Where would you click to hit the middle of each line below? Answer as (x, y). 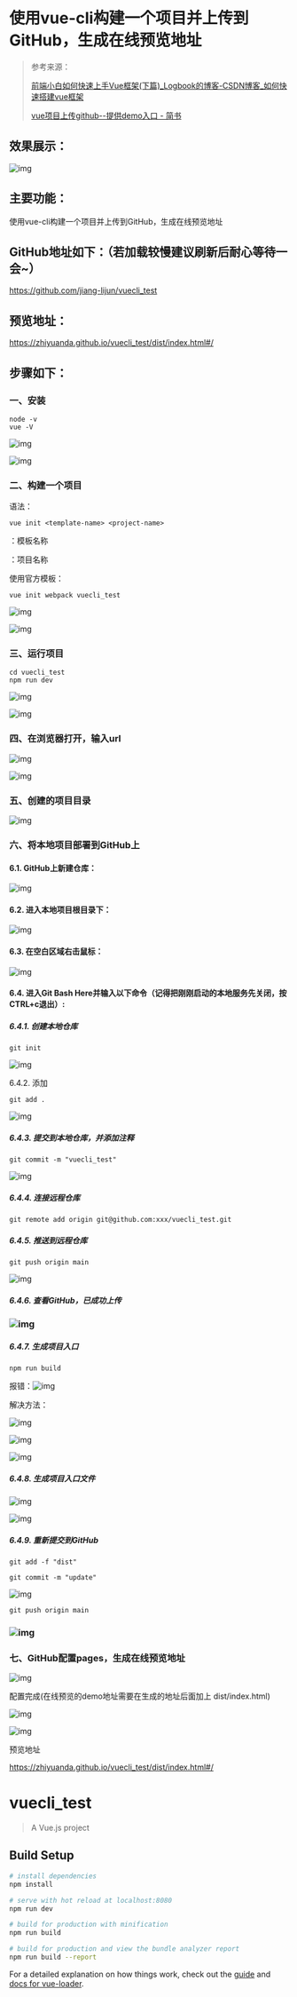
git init (25, 1049)
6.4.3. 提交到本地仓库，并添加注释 (72, 1137)
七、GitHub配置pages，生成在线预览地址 (98, 1658)
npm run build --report (53, 1957)
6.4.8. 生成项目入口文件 (52, 1478)
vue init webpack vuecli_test (65, 596)
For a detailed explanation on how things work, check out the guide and (140, 1974)
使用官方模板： (36, 579)
